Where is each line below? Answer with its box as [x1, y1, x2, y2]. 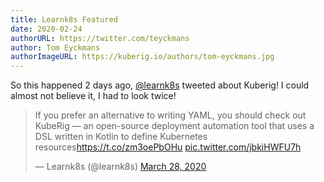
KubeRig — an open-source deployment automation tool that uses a [34, 120, 315, 132]
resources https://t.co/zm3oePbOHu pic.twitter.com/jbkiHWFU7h [34, 141, 302, 153]
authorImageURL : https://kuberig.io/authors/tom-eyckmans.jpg [10, 52, 275, 62]
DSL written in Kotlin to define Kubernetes [34, 131, 208, 143]
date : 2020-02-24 [10, 24, 83, 34]
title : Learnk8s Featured [10, 14, 118, 25]
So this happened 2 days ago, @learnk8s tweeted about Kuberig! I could [10, 79, 310, 91]
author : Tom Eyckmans [10, 42, 101, 53]
